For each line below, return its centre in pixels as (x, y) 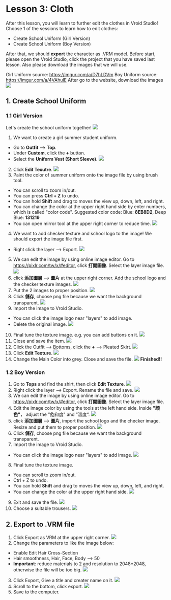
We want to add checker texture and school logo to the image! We (82, 233)
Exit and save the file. (36, 502)
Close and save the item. (39, 341)
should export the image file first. (48, 239)
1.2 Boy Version (25, 372)
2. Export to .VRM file (40, 525)
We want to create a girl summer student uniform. (65, 137)
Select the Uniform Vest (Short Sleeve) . (55, 159)
